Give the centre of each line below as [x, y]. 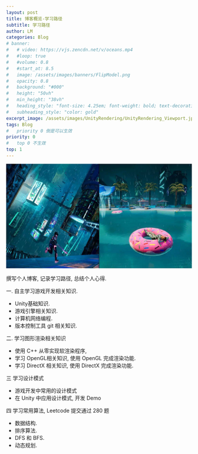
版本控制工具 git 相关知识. [46, 326]
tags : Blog [19, 125]
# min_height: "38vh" [35, 100]
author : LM [19, 31]
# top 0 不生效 [26, 143]
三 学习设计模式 [25, 378]
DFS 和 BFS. [29, 438]
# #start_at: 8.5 [30, 68]
